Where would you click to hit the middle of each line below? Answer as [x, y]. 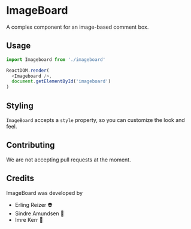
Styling [20, 106]
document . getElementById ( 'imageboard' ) [61, 81]
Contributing [31, 145]
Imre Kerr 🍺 [29, 219]
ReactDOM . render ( [28, 70]
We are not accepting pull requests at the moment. [69, 160]
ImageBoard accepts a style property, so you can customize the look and [96, 120]
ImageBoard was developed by [44, 193]
